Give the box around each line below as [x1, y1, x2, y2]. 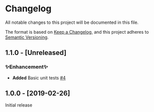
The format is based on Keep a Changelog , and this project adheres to [5, 29, 149, 35]
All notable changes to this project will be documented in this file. [5, 19, 139, 25]
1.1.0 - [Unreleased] [5, 49, 67, 57]
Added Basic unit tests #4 [12, 75, 66, 81]
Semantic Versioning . [5, 34, 49, 40]
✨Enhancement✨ [5, 63, 48, 70]
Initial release [5, 102, 32, 108]
